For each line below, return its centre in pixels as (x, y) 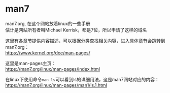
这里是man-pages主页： (31, 63)
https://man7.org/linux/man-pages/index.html (53, 69)
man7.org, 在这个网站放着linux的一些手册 (48, 23)
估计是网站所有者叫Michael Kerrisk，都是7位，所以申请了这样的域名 (76, 30)
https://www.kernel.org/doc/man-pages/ (48, 53)
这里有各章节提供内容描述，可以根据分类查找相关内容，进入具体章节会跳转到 (85, 41)
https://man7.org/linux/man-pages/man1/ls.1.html (56, 85)
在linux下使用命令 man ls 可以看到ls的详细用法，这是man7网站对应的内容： (82, 79)
